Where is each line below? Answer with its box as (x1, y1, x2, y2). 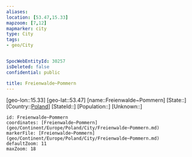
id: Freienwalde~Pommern (6, 114, 68, 120)
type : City (6, 31, 34, 37)
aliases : (6, 8, 28, 15)
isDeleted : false (6, 64, 50, 70)
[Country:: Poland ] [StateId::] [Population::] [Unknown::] (6, 103, 143, 110)
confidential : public (6, 70, 61, 76)
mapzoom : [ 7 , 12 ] (6, 20, 47, 26)
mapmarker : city (6, 25, 47, 32)
